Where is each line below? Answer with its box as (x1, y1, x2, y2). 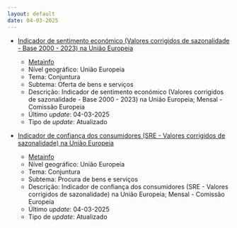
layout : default (7, 10, 55, 18)
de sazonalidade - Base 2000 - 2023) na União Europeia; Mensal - (28, 95, 223, 103)
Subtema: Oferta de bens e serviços (28, 80, 134, 88)
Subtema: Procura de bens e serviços (28, 174, 139, 184)
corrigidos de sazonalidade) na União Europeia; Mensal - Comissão (28, 190, 225, 198)
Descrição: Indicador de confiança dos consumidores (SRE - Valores (28, 182, 229, 191)
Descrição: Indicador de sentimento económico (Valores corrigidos (28, 88, 224, 96)
